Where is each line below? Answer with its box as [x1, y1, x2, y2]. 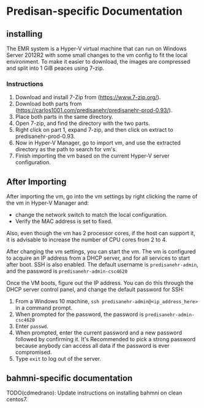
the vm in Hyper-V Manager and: [6, 199, 89, 206]
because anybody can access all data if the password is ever [15, 342, 170, 350]
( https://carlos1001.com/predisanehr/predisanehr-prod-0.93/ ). [15, 107, 173, 114]
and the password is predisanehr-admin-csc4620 [6, 268, 127, 275]
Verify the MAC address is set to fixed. [15, 217, 113, 225]
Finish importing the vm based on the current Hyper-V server [15, 152, 170, 160]
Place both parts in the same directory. [15, 113, 113, 121]
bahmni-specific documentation [6, 372, 133, 383]
